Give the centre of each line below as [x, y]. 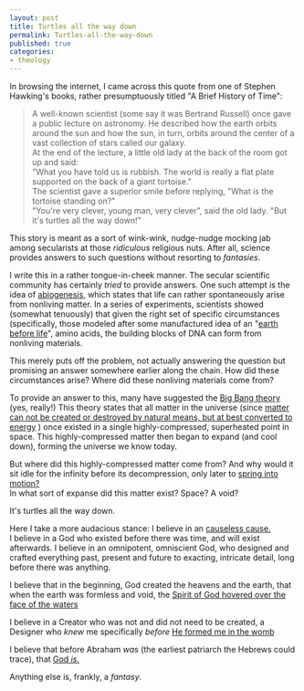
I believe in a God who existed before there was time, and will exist [135, 538]
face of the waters [44, 604]
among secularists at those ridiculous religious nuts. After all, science [140, 248]
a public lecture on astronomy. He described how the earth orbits [154, 123]
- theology [30, 60]
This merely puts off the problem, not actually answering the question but [147, 361]
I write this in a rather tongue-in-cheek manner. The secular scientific [140, 275]
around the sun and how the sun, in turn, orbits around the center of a [163, 133]
